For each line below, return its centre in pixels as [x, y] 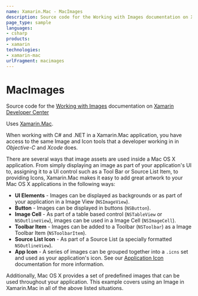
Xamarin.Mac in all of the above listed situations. [65, 288]
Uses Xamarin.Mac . [30, 124]
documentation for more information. [60, 264]
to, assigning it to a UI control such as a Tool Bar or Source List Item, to [92, 172]
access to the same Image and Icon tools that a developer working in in [93, 141]
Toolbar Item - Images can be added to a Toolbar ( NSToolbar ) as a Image [103, 227]
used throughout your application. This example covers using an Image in [95, 282]
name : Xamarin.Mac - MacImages [44, 11]
